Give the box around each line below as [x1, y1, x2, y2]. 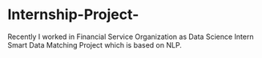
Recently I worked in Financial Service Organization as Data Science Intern [7, 32, 254, 41]
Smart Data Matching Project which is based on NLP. [7, 40, 182, 49]
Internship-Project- [7, 6, 139, 24]
